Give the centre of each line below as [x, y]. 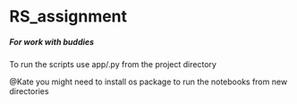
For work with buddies [52, 41]
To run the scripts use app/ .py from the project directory [113, 65]
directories [29, 91]
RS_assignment [68, 17]
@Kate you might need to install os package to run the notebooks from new [148, 82]
